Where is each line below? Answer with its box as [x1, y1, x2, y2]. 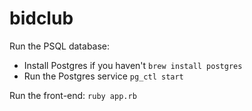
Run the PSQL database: [9, 40, 111, 52]
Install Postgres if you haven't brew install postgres [23, 59, 243, 71]
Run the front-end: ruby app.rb [9, 89, 137, 101]
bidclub [9, 7, 74, 30]
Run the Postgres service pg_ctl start [23, 70, 184, 82]
